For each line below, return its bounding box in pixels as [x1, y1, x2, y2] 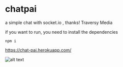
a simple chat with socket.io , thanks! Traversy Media [5, 20, 113, 25]
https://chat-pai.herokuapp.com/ [5, 47, 71, 53]
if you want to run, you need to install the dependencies [5, 29, 118, 35]
